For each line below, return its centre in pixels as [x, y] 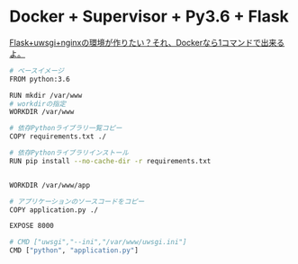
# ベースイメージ [37, 70]
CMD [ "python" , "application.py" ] [74, 251]
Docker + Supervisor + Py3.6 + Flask [149, 17]
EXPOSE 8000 [32, 226]
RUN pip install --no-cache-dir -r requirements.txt [110, 161]
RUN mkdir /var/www [46, 95]
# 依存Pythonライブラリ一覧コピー [66, 128]
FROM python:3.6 [40, 79]
